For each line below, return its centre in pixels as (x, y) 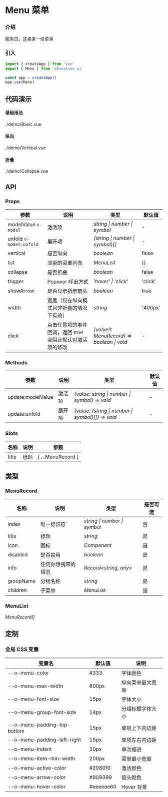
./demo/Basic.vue (23, 124)
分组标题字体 (136, 709)
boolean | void (110, 342)
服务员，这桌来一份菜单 (29, 39)
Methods (16, 362)
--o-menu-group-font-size (42, 712)
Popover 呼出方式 (68, 282)
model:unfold (23, 244)
